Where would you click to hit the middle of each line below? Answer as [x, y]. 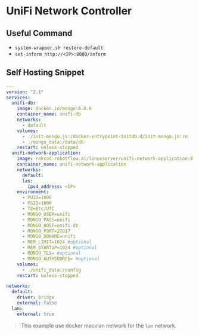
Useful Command [39, 33]
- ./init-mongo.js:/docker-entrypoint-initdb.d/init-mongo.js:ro [105, 136]
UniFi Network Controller [69, 11]
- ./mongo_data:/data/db [53, 142]
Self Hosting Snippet [45, 73]
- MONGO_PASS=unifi [46, 220]
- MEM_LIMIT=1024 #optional [57, 242]
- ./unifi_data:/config [52, 270]
